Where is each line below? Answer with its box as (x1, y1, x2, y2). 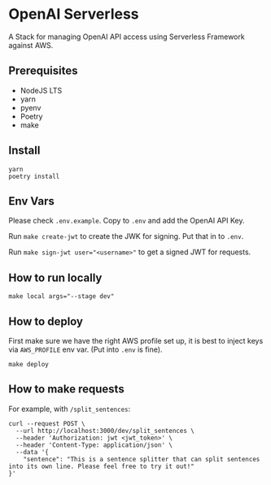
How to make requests (8, 383, 125, 396)
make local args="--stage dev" (8, 292, 115, 301)
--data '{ (15, 448, 49, 456)
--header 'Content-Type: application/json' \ (15, 440, 173, 449)
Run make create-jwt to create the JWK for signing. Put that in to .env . (8, 232, 244, 241)
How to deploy (8, 314, 84, 328)
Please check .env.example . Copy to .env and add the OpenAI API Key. (8, 216, 245, 226)
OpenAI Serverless (8, 5, 140, 24)
